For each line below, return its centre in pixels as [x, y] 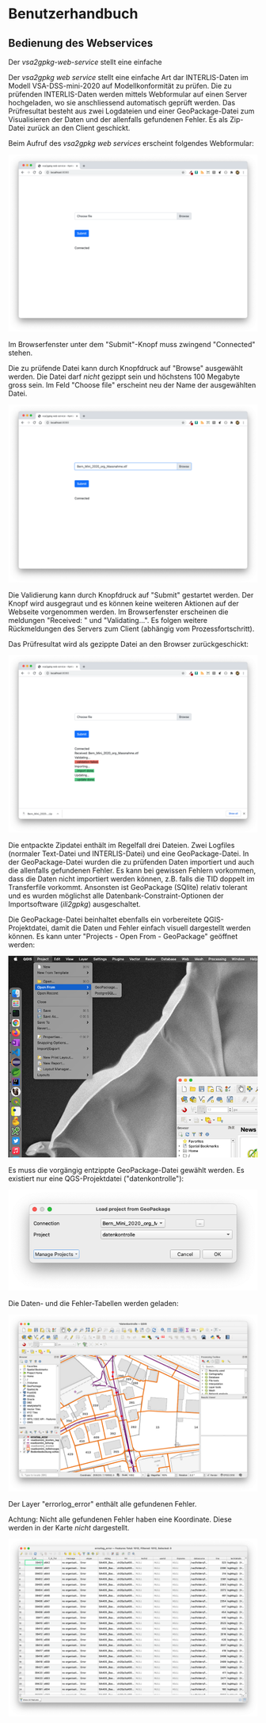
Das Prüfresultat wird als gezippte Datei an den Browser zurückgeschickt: [129, 644]
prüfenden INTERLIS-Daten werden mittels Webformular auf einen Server [128, 94]
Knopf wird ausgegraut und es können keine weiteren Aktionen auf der [123, 603]
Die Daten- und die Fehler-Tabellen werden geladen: [93, 1303]
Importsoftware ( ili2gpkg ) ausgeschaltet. [74, 904]
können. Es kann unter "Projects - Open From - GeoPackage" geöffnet [123, 936]
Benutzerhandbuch [73, 14]
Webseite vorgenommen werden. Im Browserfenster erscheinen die [118, 612]
